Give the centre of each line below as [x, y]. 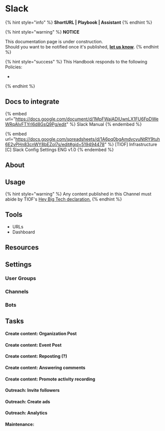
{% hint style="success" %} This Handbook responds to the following [76, 61]
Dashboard [24, 232]
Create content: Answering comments [45, 368]
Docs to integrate [32, 102]
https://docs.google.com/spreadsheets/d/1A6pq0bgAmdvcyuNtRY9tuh [88, 139]
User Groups [21, 278]
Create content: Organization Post [41, 334]
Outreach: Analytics [26, 413]
